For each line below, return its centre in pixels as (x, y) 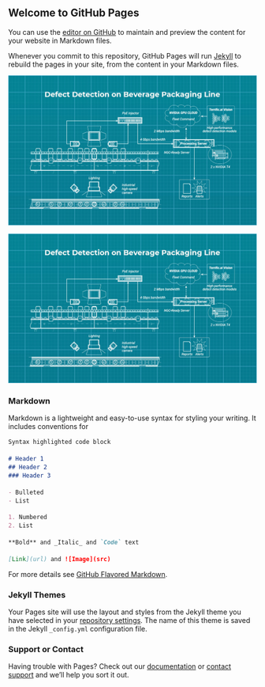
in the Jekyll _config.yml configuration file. (78, 628)
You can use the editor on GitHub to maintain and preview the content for (127, 32)
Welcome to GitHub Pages (74, 13)
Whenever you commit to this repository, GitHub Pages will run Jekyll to (125, 55)
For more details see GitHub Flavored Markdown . (88, 574)
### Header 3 (30, 475)
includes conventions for (49, 427)
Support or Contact (46, 649)
